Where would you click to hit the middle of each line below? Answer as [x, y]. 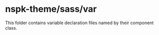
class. [11, 28]
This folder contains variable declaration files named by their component [79, 23]
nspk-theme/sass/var [51, 9]
